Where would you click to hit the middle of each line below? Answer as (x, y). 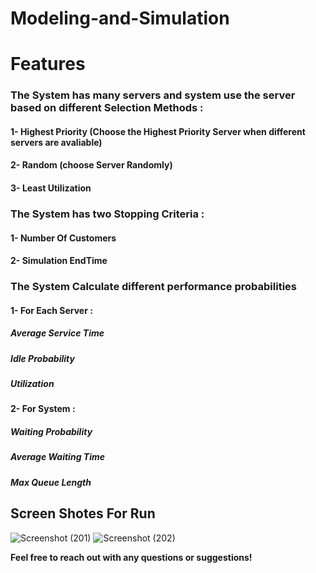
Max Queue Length (51, 482)
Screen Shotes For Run (83, 513)
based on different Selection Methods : (107, 108)
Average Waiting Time (57, 457)
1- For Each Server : (51, 310)
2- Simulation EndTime (59, 261)
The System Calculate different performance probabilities (153, 287)
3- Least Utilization (51, 188)
